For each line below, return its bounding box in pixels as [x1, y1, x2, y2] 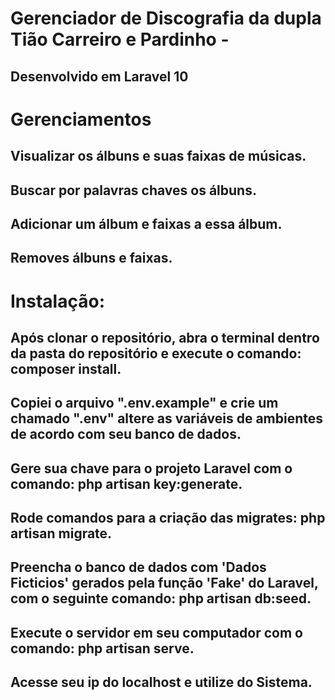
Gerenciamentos [10, 108, 152, 131]
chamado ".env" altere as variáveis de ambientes [10, 410, 324, 427]
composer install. [10, 360, 122, 377]
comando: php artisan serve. [10, 640, 195, 657]
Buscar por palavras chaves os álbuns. [10, 182, 257, 199]
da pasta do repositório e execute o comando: [10, 345, 302, 362]
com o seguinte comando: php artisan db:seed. [10, 590, 312, 607]
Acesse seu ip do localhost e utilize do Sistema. [10, 674, 313, 691]
